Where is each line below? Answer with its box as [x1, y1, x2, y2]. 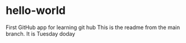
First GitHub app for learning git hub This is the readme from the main [5, 24, 181, 31]
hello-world [5, 4, 66, 18]
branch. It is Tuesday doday [5, 30, 75, 37]
